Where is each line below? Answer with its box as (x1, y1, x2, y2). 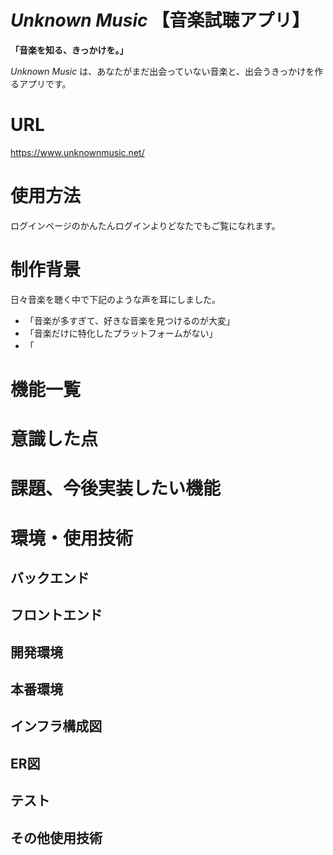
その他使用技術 (10, 829, 103, 846)
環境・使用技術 (10, 527, 134, 550)
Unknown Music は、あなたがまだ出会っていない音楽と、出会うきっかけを (10, 65, 315, 77)
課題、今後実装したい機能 (10, 477, 222, 500)
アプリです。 (18, 77, 72, 90)
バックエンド (10, 569, 90, 586)
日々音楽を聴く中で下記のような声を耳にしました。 (10, 293, 221, 305)
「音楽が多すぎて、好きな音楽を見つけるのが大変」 (24, 314, 236, 326)
